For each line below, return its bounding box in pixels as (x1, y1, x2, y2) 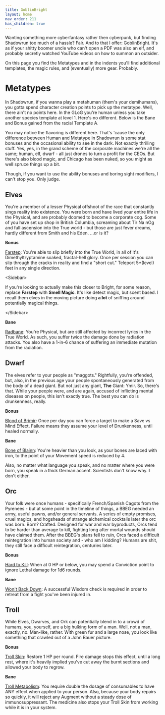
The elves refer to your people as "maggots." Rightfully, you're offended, (5, 372, 154, 378)
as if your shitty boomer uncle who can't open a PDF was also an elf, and (5, 45, 155, 51)
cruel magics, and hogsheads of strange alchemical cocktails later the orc (5, 516, 156, 522)
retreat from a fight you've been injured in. (5, 591, 92, 597)
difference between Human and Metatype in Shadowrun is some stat (5, 135, 146, 141)
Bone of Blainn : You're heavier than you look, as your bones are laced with (5, 447, 158, 453)
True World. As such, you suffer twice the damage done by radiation (5, 334, 145, 340)
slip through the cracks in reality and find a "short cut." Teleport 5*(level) (5, 260, 155, 266)
